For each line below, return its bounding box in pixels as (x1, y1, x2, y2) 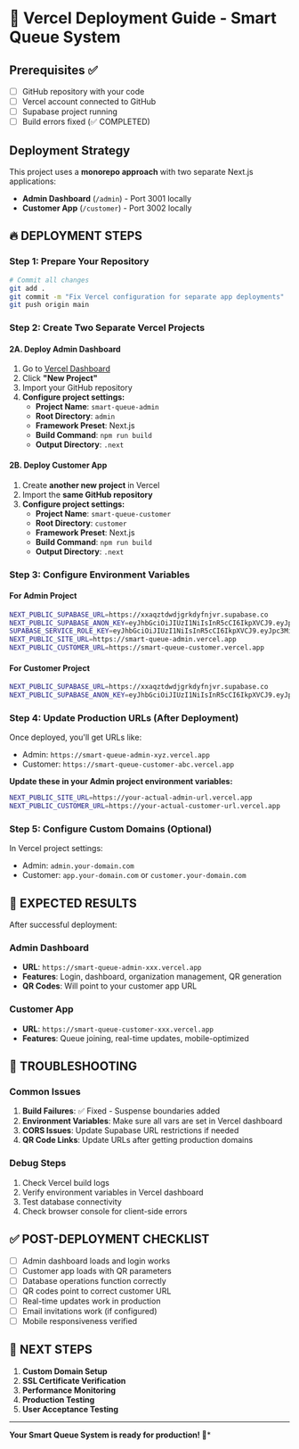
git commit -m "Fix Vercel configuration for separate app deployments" (9, 292, 285, 302)
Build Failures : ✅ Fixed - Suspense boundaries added (21, 1105, 221, 1116)
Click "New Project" (21, 373, 98, 384)
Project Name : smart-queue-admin (35, 402, 160, 412)
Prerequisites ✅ (9, 62, 98, 78)
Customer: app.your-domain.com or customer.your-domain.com (21, 870, 246, 881)
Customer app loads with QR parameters (21, 1265, 172, 1276)
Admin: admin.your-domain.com (21, 860, 135, 871)
